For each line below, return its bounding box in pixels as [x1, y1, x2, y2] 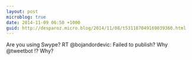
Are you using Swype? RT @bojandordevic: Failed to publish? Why [6, 41, 168, 48]
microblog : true [6, 14, 46, 20]
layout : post [6, 8, 38, 15]
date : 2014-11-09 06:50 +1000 [6, 19, 81, 25]
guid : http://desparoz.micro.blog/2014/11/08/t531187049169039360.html [6, 25, 186, 31]
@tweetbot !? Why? [6, 48, 54, 55]
